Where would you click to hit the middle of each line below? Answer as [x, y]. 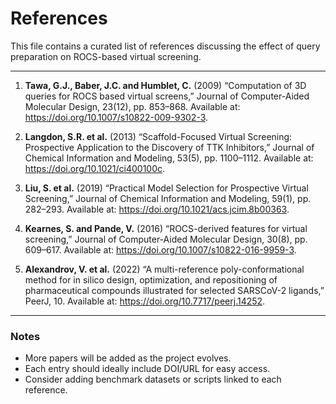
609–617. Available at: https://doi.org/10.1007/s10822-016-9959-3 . [160, 249]
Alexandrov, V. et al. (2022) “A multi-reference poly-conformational [164, 269]
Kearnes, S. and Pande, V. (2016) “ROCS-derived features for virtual [166, 228]
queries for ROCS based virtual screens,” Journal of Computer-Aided [167, 96]
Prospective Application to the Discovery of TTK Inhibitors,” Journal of [169, 147]
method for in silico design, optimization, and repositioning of [151, 279]
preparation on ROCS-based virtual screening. [106, 56]
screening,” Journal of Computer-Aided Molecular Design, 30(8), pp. [166, 239]
